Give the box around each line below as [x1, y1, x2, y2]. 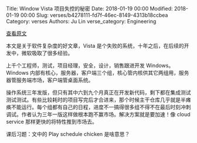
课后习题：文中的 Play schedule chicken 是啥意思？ [6, 131, 130, 137]
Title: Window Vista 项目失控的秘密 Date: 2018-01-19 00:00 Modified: [6, 5, 173, 12]
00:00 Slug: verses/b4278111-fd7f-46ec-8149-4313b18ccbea [20, 12, 168, 19]
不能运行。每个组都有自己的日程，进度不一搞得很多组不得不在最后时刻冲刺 [11, 104, 191, 110]
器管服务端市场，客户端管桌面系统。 [6, 76, 94, 83]
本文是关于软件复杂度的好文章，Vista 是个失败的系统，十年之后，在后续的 [6, 43, 184, 49]
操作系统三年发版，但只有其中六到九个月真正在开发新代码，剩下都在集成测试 [6, 89, 191, 96]
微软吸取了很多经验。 [21, 50, 73, 57]
